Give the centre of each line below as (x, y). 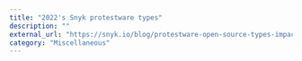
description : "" (40, 26)
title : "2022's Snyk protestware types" (86, 17)
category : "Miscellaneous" (60, 43)
